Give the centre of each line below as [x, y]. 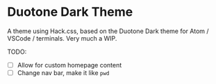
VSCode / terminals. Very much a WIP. [62, 38]
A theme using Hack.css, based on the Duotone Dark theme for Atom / [108, 31]
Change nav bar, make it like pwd [63, 73]
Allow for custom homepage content [69, 65]
